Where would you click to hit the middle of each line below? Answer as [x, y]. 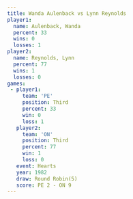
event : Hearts [36, 166]
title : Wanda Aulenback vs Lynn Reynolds [67, 13]
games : [16, 83]
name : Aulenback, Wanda [47, 26]
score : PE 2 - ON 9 [44, 185]
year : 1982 [32, 172]
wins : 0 [24, 39]
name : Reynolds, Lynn [44, 58]
